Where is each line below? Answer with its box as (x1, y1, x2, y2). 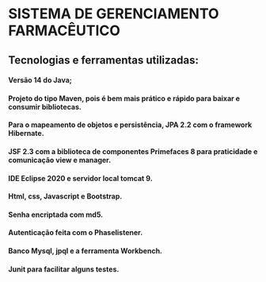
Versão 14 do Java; (8, 75, 73, 85)
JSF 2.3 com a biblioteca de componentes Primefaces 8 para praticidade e (8, 146, 258, 156)
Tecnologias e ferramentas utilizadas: (8, 53, 199, 67)
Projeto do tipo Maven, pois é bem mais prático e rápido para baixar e (8, 93, 240, 103)
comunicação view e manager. (8, 155, 112, 164)
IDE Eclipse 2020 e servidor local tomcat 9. (8, 173, 153, 183)
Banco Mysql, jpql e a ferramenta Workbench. (8, 245, 163, 255)
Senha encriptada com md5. (8, 210, 104, 219)
